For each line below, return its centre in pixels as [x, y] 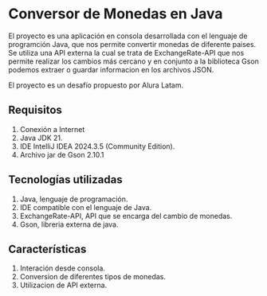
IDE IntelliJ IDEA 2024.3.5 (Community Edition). [97, 146]
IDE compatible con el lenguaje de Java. [86, 207]
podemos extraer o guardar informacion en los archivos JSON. [111, 69]
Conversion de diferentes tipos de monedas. [92, 277]
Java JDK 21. [41, 138]
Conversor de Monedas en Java [116, 14]
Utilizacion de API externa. [63, 285]
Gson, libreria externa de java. [69, 224]
